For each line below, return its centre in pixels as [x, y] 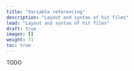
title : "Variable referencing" [46, 12]
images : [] [20, 34]
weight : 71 [20, 40]
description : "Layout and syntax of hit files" [68, 17]
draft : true [21, 29]
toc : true [19, 46]
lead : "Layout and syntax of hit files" [58, 23]
